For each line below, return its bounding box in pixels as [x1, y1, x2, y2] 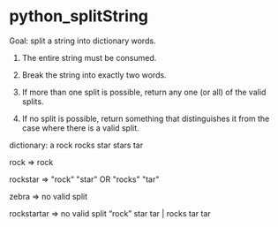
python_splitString [9, 6, 148, 26]
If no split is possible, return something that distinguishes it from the [21, 113, 270, 124]
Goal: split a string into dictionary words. [9, 35, 156, 46]
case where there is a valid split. [21, 122, 139, 133]
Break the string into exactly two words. [21, 69, 167, 80]
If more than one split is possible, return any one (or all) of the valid [21, 87, 267, 97]
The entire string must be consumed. [21, 52, 157, 63]
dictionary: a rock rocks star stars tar [9, 140, 144, 150]
